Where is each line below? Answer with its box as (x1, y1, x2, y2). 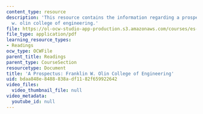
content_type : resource (6, 8, 66, 15)
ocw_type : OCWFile (6, 48, 53, 54)
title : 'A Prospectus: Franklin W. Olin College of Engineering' (6, 71, 174, 77)
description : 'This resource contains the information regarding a (6, 14, 180, 21)
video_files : (6, 82, 39, 88)
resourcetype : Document (6, 65, 66, 71)
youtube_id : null (11, 98, 56, 104)
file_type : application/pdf (6, 31, 77, 37)
